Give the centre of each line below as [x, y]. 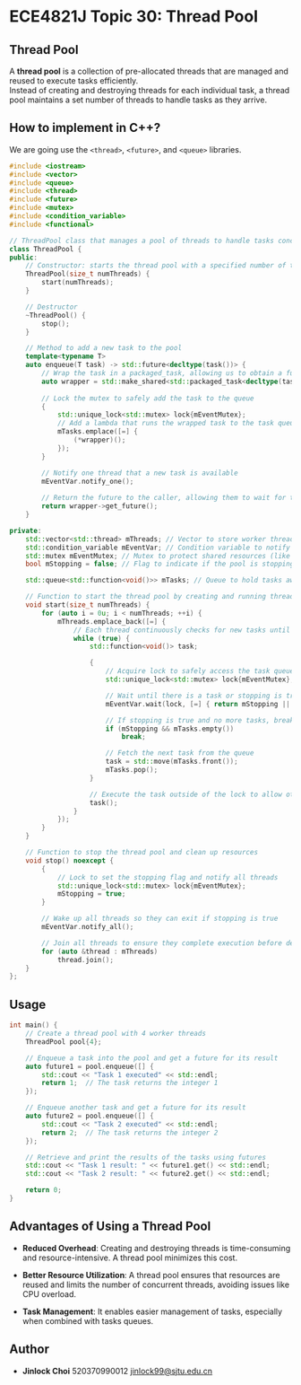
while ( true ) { [101, 638]
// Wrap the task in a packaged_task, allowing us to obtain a [162, 373]
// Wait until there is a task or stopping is [193, 696]
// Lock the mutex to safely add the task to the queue [148, 398]
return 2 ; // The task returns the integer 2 [130, 1133]
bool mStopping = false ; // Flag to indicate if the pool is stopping [160, 564]
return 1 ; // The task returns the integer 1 [130, 1083]
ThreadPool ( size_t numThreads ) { [88, 274]
